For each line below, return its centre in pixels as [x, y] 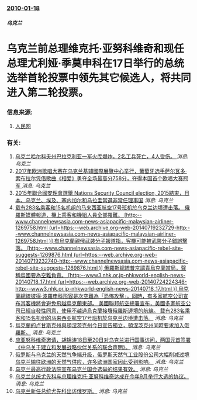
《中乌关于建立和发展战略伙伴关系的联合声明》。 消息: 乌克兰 [88, 347]
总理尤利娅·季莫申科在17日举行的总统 [96, 63]
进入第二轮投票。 [48, 92]
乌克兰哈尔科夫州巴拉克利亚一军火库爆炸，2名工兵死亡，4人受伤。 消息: [102, 157]
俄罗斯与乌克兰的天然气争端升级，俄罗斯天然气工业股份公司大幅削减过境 [102, 354]
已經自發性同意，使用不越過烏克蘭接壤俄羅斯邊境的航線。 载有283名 [103, 311]
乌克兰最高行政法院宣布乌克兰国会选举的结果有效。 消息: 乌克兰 [91, 369]
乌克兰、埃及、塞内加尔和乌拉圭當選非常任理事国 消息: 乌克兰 [99, 201]
